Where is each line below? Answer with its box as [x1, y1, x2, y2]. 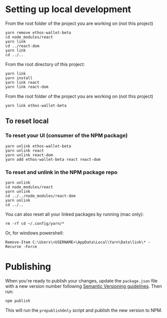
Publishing [5, 261, 52, 272]
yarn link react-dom [5, 84, 49, 89]
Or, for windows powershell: [5, 230, 64, 236]
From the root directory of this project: [5, 61, 85, 67]
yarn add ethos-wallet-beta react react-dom [5, 157, 101, 162]
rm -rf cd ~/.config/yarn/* [5, 221, 65, 226]
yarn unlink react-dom [5, 152, 53, 158]
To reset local [5, 117, 49, 125]
